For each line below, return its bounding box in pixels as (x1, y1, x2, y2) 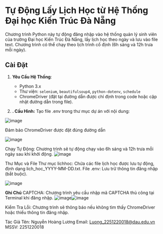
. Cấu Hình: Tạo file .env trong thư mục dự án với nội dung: (12, 108, 130, 114)
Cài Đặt (5, 61, 28, 69)
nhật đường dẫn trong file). (19, 99, 73, 105)
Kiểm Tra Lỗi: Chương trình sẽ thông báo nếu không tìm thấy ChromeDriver (5, 204, 156, 210)
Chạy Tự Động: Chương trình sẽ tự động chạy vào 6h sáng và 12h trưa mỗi (5, 146, 154, 152)
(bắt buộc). (5, 171, 28, 177)
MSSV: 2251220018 (5, 224, 44, 230)
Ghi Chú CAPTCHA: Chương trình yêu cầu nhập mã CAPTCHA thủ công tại (5, 190, 154, 196)
